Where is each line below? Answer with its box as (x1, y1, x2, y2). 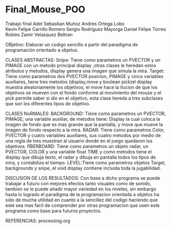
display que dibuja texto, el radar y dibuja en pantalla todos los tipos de (5, 154, 156, 160)
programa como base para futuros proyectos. (5, 207, 102, 214)
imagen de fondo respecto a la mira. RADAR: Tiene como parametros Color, (5, 127, 165, 133)
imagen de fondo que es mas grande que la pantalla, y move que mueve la (5, 121, 163, 127)
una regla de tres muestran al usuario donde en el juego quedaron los (5, 138, 153, 144)
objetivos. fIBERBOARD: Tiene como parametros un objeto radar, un (5, 143, 149, 149)
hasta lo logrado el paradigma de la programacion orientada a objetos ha (5, 191, 159, 197)
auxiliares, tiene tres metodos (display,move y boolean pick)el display (5, 79, 153, 85)
